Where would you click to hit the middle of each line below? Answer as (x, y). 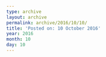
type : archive (24, 12)
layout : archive (26, 17)
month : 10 (19, 39)
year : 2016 (20, 34)
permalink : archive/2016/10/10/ (47, 23)
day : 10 (16, 45)
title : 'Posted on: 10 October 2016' (54, 28)
